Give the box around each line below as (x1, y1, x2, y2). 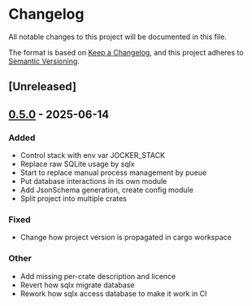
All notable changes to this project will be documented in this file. (8, 32, 228, 42)
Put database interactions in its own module (20, 177, 167, 186)
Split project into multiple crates (20, 194, 128, 203)
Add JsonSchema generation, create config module (20, 185, 193, 195)
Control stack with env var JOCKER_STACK (20, 151, 165, 160)
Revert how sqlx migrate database (20, 280, 135, 290)
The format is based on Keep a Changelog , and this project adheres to (8, 47, 244, 57)
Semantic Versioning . (8, 56, 80, 66)
